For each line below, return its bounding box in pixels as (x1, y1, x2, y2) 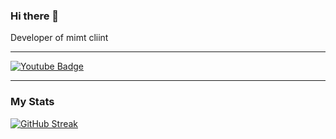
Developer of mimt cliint (10, 32, 109, 44)
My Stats (10, 95, 55, 109)
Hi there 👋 (10, 9, 60, 23)
